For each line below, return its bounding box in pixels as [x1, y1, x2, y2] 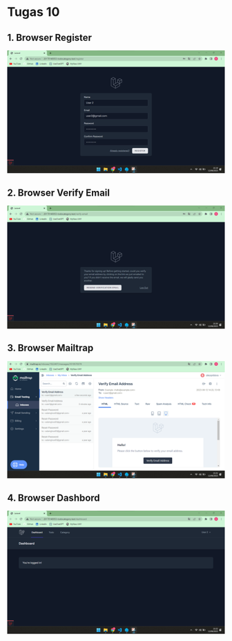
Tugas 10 [7, 4, 60, 20]
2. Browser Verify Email [7, 187, 110, 198]
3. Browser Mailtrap [7, 342, 94, 354]
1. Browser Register [7, 32, 92, 44]
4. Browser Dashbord [7, 492, 100, 503]
